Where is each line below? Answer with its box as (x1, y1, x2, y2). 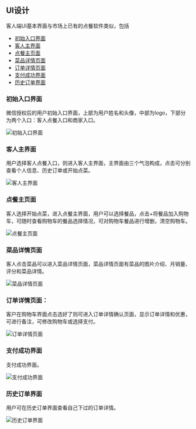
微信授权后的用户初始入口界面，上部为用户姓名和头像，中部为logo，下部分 (6, 109, 186, 116)
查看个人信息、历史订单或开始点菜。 (6, 167, 94, 174)
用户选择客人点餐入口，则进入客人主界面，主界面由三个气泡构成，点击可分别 (6, 160, 191, 167)
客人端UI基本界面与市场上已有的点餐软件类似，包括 (6, 22, 130, 29)
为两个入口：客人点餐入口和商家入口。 (6, 117, 98, 124)
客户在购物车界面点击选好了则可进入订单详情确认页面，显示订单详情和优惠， (6, 310, 191, 318)
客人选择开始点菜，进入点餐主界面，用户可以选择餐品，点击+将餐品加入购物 (6, 210, 189, 217)
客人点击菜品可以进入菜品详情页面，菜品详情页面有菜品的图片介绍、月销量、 (6, 261, 191, 267)
